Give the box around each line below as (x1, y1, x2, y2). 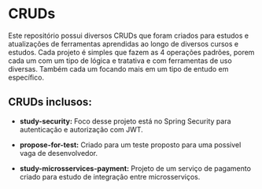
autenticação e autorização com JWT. (19, 124, 143, 134)
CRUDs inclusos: (8, 95, 92, 109)
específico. (8, 72, 45, 82)
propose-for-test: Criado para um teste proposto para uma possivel (19, 139, 242, 150)
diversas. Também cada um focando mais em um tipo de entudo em (8, 64, 229, 73)
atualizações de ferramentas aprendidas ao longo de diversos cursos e (8, 39, 238, 48)
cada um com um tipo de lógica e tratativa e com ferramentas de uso (8, 56, 232, 65)
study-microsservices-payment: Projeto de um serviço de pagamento (19, 163, 252, 173)
